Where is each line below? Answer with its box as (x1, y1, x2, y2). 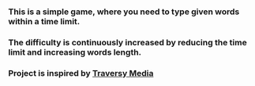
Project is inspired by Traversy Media (8, 67, 154, 78)
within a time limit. (8, 16, 81, 27)
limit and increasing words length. (8, 46, 142, 57)
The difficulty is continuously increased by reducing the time (8, 37, 247, 48)
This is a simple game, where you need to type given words (8, 6, 240, 17)
